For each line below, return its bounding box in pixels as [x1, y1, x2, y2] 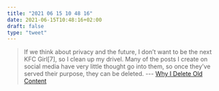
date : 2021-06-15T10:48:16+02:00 [7, 16, 102, 23]
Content [23, 77, 47, 86]
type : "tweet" [7, 29, 48, 36]
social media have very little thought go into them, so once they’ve [23, 62, 211, 70]
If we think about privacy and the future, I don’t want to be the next [23, 48, 212, 56]
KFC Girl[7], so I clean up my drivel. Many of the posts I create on [23, 55, 208, 64]
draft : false [7, 23, 44, 29]
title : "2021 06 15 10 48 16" [7, 10, 93, 17]
